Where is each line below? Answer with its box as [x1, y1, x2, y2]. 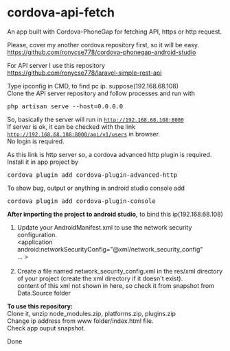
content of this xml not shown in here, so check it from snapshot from [16, 281, 215, 289]
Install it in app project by [7, 158, 79, 166]
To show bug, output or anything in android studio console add [7, 184, 185, 192]
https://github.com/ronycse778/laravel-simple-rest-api [7, 69, 162, 77]
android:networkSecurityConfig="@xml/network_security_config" [16, 245, 203, 253]
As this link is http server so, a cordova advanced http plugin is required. [7, 150, 212, 158]
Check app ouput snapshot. [7, 324, 86, 332]
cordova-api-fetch [7, 5, 115, 21]
